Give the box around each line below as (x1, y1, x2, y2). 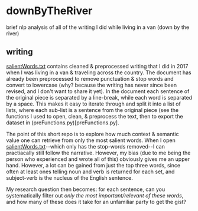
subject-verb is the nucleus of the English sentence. (6, 174, 133, 181)
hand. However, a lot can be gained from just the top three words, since (6, 161, 181, 169)
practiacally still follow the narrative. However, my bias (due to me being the (6, 149, 191, 156)
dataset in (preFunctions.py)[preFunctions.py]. (6, 119, 119, 126)
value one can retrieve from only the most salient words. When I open (6, 137, 176, 144)
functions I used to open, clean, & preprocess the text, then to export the (6, 113, 183, 120)
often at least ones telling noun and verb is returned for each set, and (6, 168, 175, 175)
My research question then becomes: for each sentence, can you (6, 186, 165, 193)
